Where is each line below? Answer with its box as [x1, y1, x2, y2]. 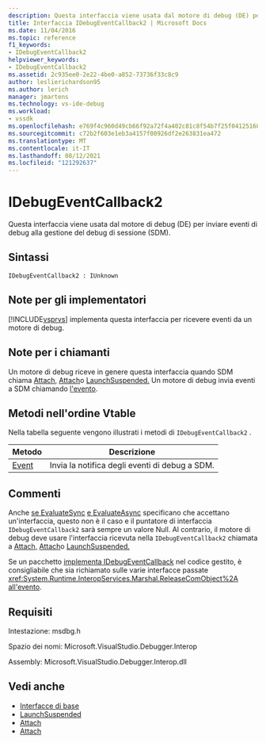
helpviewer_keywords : [8, 56, 80, 64]
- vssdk [8, 115, 34, 123]
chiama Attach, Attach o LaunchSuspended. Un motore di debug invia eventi [8, 375, 256, 385]
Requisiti [8, 605, 53, 619]
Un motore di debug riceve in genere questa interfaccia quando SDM [8, 366, 234, 377]
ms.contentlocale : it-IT [8, 144, 90, 152]
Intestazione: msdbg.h [8, 626, 82, 635]
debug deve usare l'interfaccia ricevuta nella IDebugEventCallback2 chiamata [8, 533, 258, 543]
